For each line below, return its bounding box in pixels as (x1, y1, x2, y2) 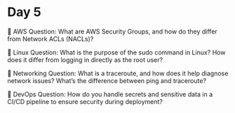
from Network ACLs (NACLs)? (7, 34, 94, 43)
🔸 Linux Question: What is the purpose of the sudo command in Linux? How (7, 48, 226, 56)
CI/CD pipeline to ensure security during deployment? (7, 97, 163, 105)
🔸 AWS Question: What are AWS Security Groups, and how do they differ (7, 27, 217, 36)
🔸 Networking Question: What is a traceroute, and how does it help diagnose (7, 69, 229, 77)
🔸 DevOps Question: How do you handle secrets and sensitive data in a (7, 90, 213, 98)
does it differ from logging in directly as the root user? (7, 55, 163, 63)
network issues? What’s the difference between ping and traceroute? (7, 76, 207, 84)
